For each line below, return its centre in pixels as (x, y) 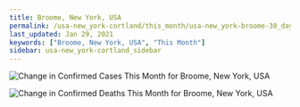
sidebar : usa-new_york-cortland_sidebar (86, 51)
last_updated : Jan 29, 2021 (62, 34)
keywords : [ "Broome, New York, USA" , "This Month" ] (107, 42)
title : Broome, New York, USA (66, 17)
